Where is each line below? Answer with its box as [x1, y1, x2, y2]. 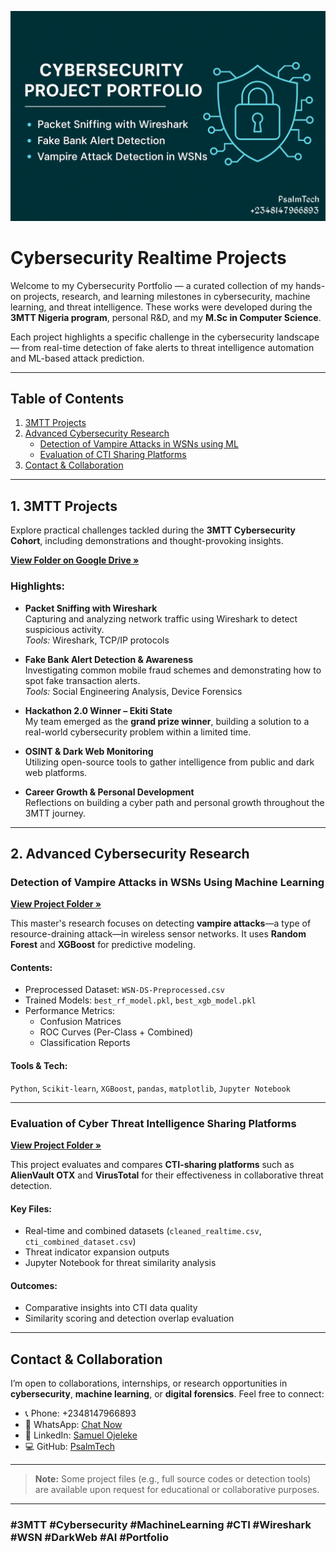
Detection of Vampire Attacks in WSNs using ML [39, 438, 239, 450]
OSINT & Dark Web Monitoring [24, 745, 154, 757]
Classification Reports [39, 1037, 131, 1049]
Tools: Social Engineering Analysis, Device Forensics [24, 685, 243, 697]
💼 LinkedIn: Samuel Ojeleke [24, 1429, 138, 1441]
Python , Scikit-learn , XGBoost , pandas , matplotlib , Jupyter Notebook [10, 1082, 291, 1094]
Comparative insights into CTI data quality [24, 1302, 198, 1314]
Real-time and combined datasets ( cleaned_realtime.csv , [24, 1225, 262, 1237]
